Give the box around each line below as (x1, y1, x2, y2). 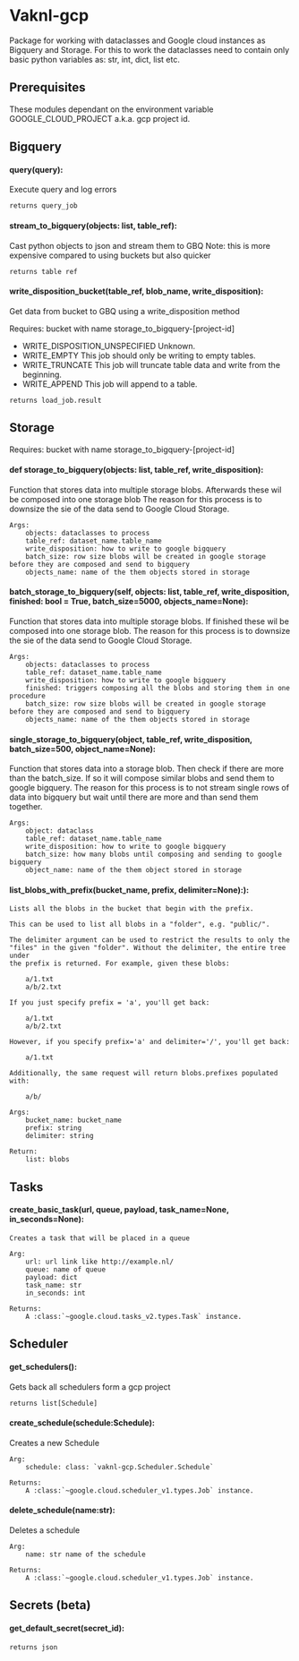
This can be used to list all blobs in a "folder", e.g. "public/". (9, 920, 270, 929)
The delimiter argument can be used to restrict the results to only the (9, 936, 291, 945)
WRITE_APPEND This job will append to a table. (21, 378, 198, 390)
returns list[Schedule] (9, 1399, 98, 1408)
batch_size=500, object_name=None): (9, 743, 157, 754)
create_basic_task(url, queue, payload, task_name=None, (9, 1204, 230, 1215)
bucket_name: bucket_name (25, 1116, 123, 1125)
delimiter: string (25, 1132, 94, 1141)
